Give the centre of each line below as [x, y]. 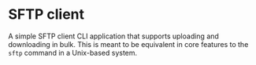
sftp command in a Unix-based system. [73, 52]
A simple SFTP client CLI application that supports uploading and [113, 36]
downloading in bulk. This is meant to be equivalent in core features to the [128, 44]
